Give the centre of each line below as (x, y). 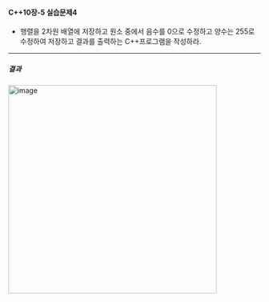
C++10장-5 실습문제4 (43, 12)
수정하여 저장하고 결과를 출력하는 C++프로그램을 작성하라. (110, 42)
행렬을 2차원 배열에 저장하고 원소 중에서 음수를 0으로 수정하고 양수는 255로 (137, 31)
